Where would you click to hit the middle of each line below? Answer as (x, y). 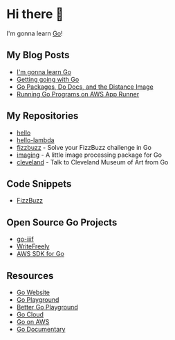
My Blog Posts (38, 55)
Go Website (33, 292)
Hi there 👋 (35, 14)
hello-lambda (35, 140)
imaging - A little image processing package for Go (89, 155)
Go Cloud (30, 314)
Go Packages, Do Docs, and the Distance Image (85, 87)
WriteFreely (33, 246)
